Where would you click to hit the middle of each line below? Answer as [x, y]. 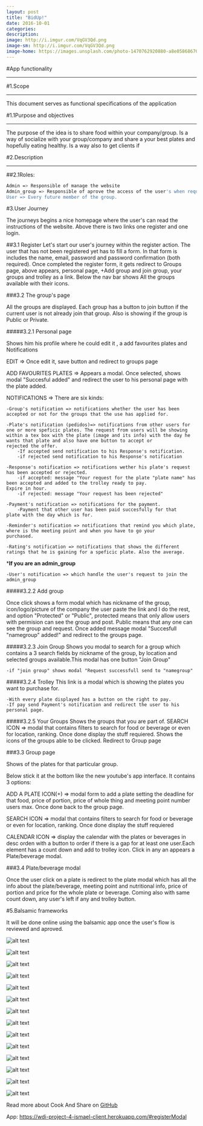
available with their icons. [38, 284]
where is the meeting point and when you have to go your [81, 531]
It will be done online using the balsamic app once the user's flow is [91, 922]
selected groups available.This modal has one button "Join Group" [89, 660]
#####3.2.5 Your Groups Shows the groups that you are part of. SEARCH [97, 721]
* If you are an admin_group [41, 564]
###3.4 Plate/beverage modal [43, 868]
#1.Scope [18, 86]
